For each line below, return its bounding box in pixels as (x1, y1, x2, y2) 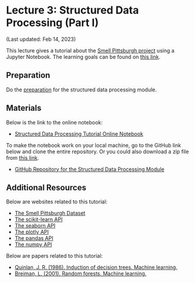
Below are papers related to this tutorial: (6, 252, 103, 259)
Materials (6, 103, 42, 113)
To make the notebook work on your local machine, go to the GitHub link (6, 141, 181, 149)
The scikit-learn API (14, 216, 63, 223)
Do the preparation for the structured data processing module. (6, 86, 157, 93)
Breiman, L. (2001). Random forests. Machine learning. (14, 270, 147, 277)
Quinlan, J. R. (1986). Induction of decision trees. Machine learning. (14, 264, 178, 271)
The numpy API (14, 241, 52, 248)
